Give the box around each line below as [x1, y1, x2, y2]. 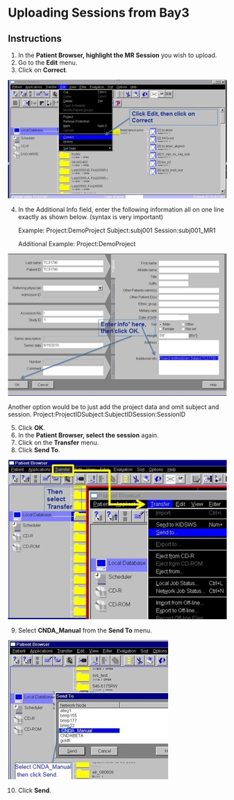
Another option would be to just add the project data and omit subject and [8, 403, 219, 411]
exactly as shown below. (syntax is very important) [17, 213, 164, 221]
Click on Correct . [17, 66, 68, 74]
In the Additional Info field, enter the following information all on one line [17, 205, 224, 214]
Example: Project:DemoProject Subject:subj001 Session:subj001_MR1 [17, 226, 216, 234]
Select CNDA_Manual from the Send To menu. [17, 626, 152, 634]
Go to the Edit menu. [17, 58, 78, 67]
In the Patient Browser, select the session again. [17, 431, 159, 440]
